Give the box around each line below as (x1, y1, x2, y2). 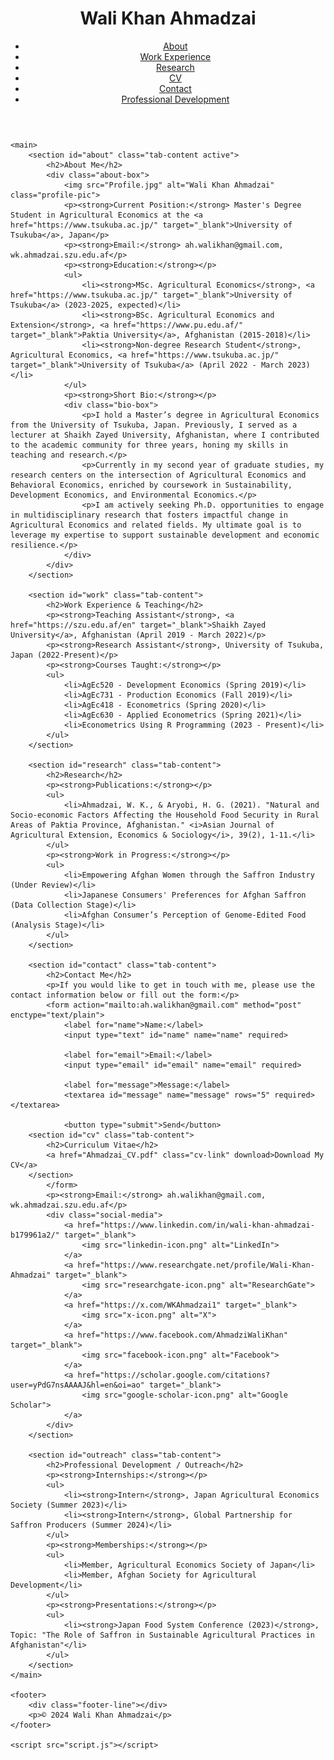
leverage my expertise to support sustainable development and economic (10, 530, 320, 540)
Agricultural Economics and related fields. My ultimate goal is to (10, 520, 302, 530)
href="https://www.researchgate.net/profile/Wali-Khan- (77, 1260, 315, 1270)
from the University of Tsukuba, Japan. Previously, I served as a (10, 420, 298, 430)
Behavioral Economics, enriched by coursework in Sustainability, (10, 480, 293, 490)
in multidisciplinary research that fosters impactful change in (10, 510, 288, 520)
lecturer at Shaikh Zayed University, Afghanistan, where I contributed (10, 430, 320, 440)
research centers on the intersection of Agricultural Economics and (10, 470, 307, 480)
